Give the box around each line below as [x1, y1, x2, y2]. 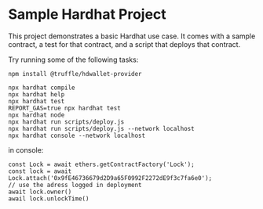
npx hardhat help [8, 90, 65, 99]
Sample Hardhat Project [8, 5, 166, 23]
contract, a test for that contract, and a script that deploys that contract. [8, 39, 241, 49]
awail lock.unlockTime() [8, 194, 89, 203]
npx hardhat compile [8, 84, 76, 92]
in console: [8, 145, 44, 154]
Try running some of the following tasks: [8, 55, 139, 64]
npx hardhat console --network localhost [8, 132, 146, 139]
